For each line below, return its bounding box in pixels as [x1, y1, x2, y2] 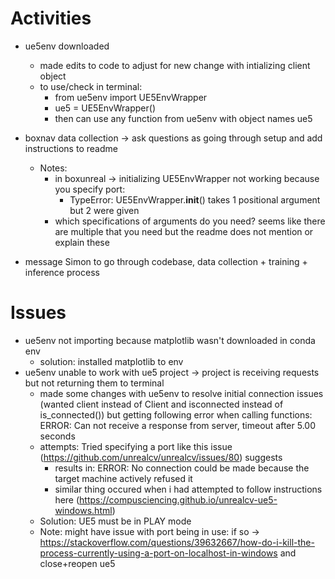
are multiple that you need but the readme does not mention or [54, 225, 314, 237]
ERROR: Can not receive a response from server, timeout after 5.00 [39, 419, 316, 431]
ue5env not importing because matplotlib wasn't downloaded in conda [24, 334, 316, 346]
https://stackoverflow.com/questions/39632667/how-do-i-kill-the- [39, 536, 315, 548]
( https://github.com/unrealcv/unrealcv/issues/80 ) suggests [39, 451, 283, 463]
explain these [54, 236, 110, 248]
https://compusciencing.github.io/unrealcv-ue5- [79, 493, 278, 506]
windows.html [54, 504, 113, 516]
